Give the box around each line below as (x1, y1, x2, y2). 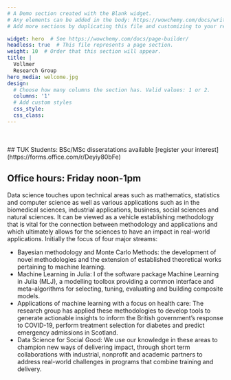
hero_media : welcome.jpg (7, 74, 78, 80)
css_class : (13, 112, 45, 119)
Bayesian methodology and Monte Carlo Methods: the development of (16, 248, 217, 256)
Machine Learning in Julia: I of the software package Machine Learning (16, 269, 219, 278)
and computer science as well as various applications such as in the (7, 198, 200, 206)
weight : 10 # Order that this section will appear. (7, 48, 162, 55)
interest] (195, 145, 219, 153)
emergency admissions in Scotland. (16, 328, 118, 337)
